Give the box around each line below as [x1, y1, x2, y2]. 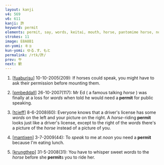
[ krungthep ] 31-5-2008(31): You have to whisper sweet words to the [12, 149, 149, 155]
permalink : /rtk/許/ [5, 52, 46, 58]
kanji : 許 [5, 21, 24, 26]
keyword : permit [5, 25, 38, 30]
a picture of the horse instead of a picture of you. [12, 125, 111, 131]
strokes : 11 [5, 35, 29, 40]
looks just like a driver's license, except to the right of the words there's [12, 120, 156, 126]
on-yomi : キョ [5, 43, 33, 48]
